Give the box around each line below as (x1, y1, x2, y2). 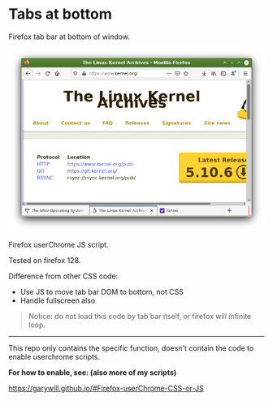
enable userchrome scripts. (8, 352, 100, 362)
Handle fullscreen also (19, 295, 96, 305)
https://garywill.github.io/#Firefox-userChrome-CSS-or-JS (8, 383, 205, 394)
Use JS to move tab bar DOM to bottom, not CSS (19, 287, 184, 297)
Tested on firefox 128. (8, 256, 81, 265)
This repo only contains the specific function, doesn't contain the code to (8, 343, 254, 353)
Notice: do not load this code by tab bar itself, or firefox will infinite (28, 312, 252, 321)
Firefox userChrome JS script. (8, 240, 109, 250)
